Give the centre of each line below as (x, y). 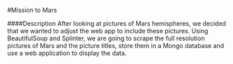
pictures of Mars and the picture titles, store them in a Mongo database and (116, 46)
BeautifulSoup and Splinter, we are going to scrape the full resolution (106, 38)
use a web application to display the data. (67, 53)
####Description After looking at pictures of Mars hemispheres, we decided (117, 23)
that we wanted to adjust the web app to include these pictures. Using (108, 31)
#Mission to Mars (32, 10)
